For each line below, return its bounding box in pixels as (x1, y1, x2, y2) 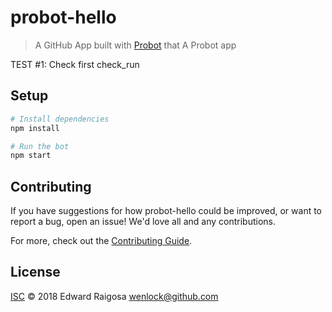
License (10, 264, 61, 281)
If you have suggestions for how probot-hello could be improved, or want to (10, 205, 323, 217)
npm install (10, 123, 60, 133)
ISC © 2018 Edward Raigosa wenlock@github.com (10, 290, 219, 302)
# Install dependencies (10, 114, 110, 124)
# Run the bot (10, 141, 70, 151)
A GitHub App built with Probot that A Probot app (34, 39, 237, 51)
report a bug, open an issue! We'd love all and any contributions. (10, 216, 277, 228)
